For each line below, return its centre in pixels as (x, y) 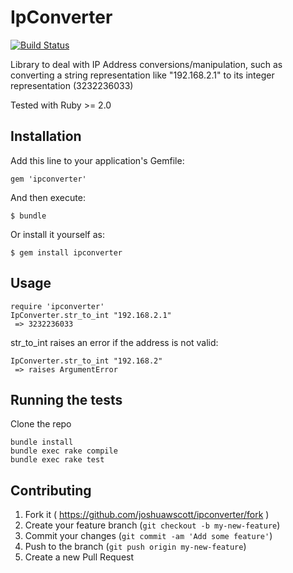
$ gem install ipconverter (66, 252)
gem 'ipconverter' (48, 179)
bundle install (42, 442)
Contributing (51, 490)
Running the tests (66, 399)
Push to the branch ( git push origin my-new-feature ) (135, 547)
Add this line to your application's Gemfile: (97, 160)
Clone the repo (41, 424)
